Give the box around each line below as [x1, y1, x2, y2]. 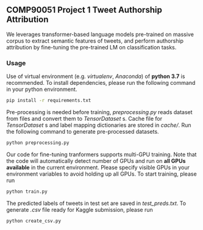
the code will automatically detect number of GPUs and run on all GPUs [6, 157, 186, 164]
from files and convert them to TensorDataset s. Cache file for [6, 115, 163, 122]
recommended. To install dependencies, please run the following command [6, 79, 196, 87]
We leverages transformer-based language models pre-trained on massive [6, 31, 194, 38]
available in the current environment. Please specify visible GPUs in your [6, 164, 190, 171]
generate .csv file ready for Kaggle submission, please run [6, 206, 154, 213]
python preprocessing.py [6, 140, 69, 146]
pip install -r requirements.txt [6, 98, 91, 104]
